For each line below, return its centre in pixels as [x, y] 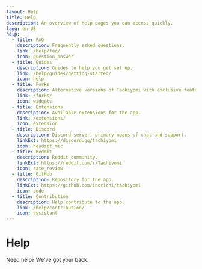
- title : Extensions [37, 107]
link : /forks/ [35, 96]
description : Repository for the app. [66, 180]
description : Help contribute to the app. [71, 202]
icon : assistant [38, 213]
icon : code [31, 191]
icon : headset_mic [40, 146]
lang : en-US [21, 29]
